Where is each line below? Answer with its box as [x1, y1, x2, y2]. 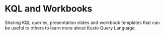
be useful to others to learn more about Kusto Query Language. [5, 24, 136, 30]
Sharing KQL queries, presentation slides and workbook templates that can [5, 19, 160, 25]
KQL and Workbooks [5, 3, 93, 14]
